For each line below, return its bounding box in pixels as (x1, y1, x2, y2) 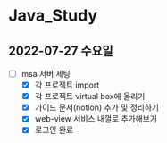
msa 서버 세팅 (21, 69, 71, 79)
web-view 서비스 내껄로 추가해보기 (34, 114, 158, 124)
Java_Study (8, 5, 98, 26)
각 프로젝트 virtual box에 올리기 (34, 91, 146, 102)
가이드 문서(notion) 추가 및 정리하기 (34, 102, 160, 113)
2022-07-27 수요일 (8, 43, 113, 58)
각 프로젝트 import (34, 80, 100, 90)
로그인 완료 (34, 124, 73, 135)
